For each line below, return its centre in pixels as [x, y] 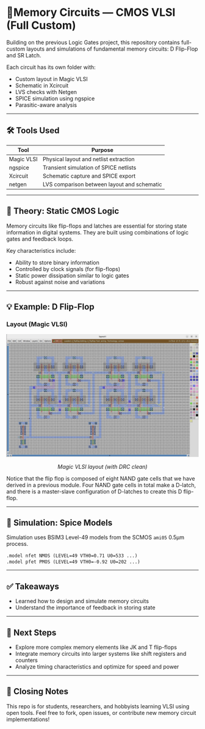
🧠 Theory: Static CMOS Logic [63, 211]
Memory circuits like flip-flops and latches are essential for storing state [97, 226]
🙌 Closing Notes [38, 691]
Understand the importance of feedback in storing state [85, 607]
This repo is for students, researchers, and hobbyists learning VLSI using [98, 706]
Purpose [103, 150]
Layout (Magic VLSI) [37, 324]
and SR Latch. [24, 55]
